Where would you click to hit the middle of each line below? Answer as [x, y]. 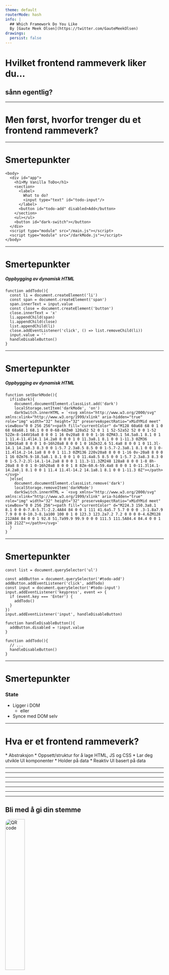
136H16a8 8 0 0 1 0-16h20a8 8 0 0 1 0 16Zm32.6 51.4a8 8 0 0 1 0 [75, 444]
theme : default [21, 10]
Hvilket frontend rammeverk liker [76, 63]
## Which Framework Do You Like [44, 24]
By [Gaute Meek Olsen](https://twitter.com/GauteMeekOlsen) [74, 29]
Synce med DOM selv [35, 716]
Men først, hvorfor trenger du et [73, 120]
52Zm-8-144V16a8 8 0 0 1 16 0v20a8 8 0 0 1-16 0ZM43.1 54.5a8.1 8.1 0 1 [83, 435]
